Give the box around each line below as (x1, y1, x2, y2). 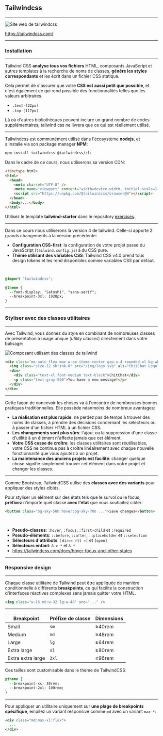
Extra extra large (7, 654, 45, 661)
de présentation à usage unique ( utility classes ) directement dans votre (5, 335, 148, 341)
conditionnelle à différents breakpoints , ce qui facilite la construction (5, 585, 143, 591)
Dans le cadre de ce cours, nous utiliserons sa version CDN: (5, 159, 125, 165)
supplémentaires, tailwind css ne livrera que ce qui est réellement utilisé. (5, 122, 150, 128)
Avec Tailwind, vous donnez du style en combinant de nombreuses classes (5, 330, 155, 336)
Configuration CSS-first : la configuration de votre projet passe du (12, 242, 145, 248)
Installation (5, 47, 33, 54)
